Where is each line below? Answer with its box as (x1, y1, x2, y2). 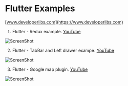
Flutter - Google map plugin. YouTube (12, 66, 88, 72)
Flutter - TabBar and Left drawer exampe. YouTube (12, 47, 115, 53)
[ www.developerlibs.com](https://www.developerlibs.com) (5, 19, 124, 25)
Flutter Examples (5, 3, 75, 14)
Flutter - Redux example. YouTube (12, 28, 81, 34)
